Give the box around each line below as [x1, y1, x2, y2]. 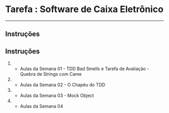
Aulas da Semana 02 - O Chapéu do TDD [20, 82, 106, 88]
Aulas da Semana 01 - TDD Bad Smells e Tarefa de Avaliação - [20, 66, 149, 72]
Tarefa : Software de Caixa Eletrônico [5, 4, 163, 15]
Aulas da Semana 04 [20, 103, 63, 109]
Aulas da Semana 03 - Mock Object [20, 92, 94, 99]
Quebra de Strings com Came [20, 71, 82, 77]
